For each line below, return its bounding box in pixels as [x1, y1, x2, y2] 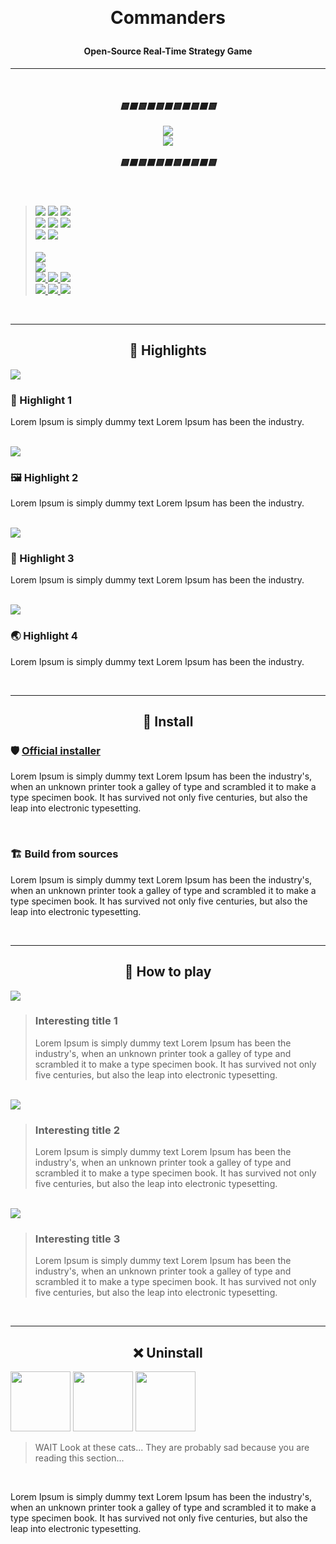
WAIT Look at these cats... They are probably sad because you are [34, 1442, 310, 1454]
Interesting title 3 [34, 1232, 121, 1246]
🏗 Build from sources [10, 847, 119, 861]
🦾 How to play [124, 963, 212, 981]
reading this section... [34, 1452, 125, 1464]
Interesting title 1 [34, 1014, 118, 1028]
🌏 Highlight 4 [10, 629, 78, 643]
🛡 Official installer [10, 744, 101, 758]
